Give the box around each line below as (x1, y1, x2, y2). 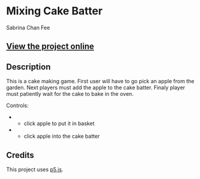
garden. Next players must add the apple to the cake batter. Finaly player (6, 84, 186, 91)
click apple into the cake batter (23, 133, 100, 140)
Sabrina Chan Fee (6, 24, 50, 31)
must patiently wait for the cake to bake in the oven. (6, 90, 134, 98)
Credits (6, 150, 35, 160)
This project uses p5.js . (6, 166, 64, 173)
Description (6, 62, 51, 72)
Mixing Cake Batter (6, 4, 103, 18)
